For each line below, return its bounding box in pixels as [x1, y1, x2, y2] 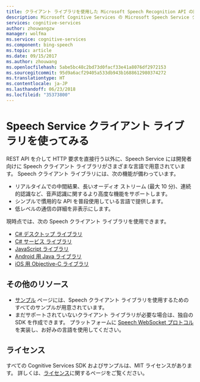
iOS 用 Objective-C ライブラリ [14, 260, 89, 267]
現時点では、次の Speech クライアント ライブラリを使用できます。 [6, 218, 170, 225]
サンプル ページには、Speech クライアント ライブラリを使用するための [14, 296, 189, 303]
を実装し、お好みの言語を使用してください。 [14, 326, 124, 333]
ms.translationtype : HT [6, 75, 65, 81]
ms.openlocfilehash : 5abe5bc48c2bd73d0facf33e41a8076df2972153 [6, 64, 167, 70]
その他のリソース [6, 279, 68, 290]
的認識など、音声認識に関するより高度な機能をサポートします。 [14, 190, 171, 197]
